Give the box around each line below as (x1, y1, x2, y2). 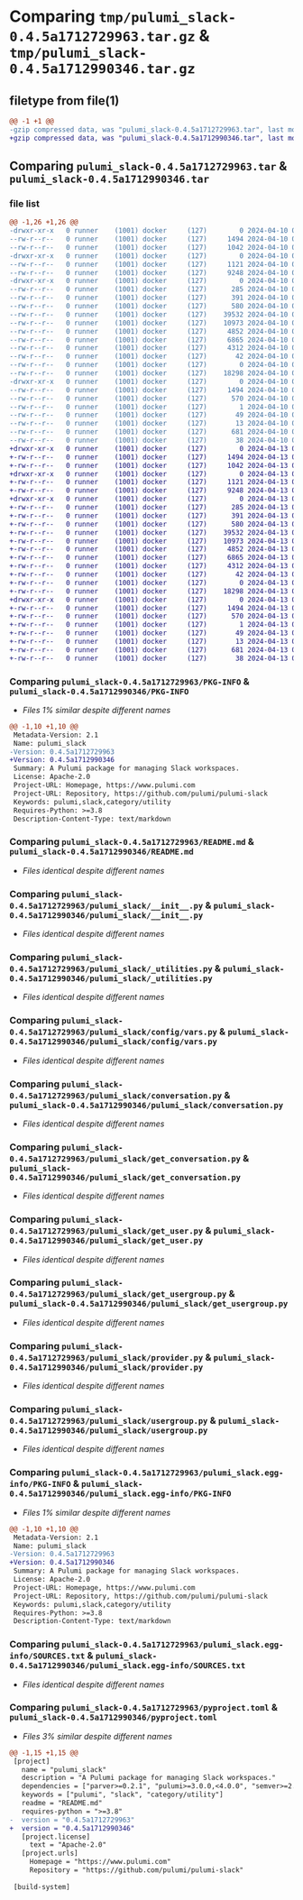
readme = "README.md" (21, 1799, 103, 1808)
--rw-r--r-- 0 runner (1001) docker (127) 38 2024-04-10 (9, 436, 289, 445)
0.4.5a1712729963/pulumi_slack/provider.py (9, 1353, 204, 1363)
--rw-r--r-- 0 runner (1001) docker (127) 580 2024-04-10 (9, 302, 289, 311)
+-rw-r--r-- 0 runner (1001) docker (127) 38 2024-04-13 (9, 654, 289, 663)
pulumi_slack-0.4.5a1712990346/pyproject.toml (9, 1712, 218, 1723)
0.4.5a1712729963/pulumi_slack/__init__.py (9, 900, 204, 911)
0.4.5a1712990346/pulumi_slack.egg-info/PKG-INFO (9, 1489, 232, 1499)
